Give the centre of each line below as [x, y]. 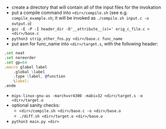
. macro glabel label [26, 67]
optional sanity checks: [36, 105]
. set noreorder [20, 57]
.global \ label [29, 72]
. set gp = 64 [16, 62]
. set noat [15, 53]
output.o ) [21, 23]
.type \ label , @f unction [39, 77]
